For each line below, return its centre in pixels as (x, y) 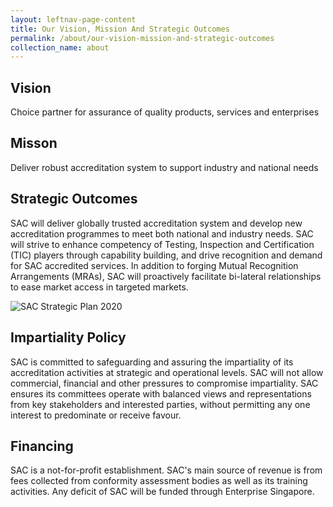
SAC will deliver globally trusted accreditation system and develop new (156, 223)
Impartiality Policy (68, 337)
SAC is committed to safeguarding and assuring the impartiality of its (152, 362)
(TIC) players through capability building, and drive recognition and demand (166, 255)
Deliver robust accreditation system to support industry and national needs (164, 167)
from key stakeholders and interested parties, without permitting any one (160, 404)
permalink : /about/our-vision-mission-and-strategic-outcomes (142, 38)
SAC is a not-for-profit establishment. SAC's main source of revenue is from (166, 470)
